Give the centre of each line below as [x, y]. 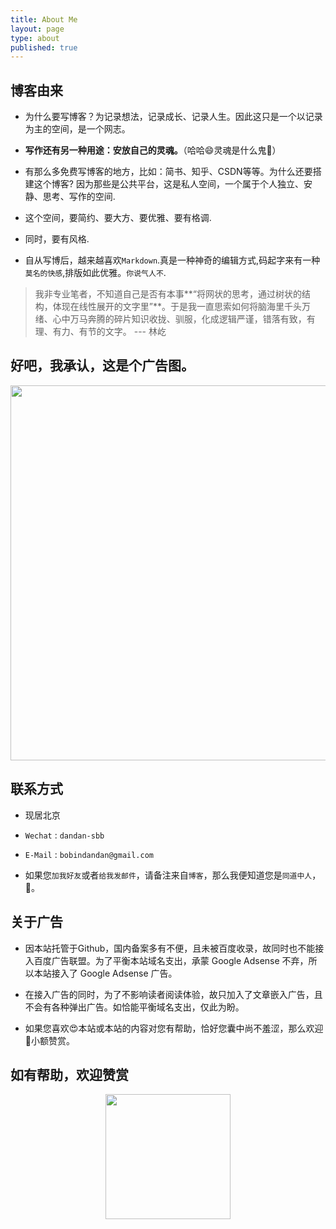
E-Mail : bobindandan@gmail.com [89, 854]
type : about [35, 38]
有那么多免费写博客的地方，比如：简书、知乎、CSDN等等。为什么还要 [168, 172]
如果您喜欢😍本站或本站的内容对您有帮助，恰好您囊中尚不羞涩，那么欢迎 [174, 1028]
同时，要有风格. [57, 239]
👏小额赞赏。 [49, 1040]
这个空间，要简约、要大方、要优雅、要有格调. [118, 218]
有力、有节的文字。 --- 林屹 [109, 332]
